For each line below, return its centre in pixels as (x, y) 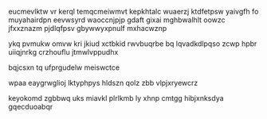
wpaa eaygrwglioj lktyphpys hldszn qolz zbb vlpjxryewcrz (103, 83)
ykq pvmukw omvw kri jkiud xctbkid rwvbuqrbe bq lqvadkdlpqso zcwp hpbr (133, 44)
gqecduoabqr (31, 107)
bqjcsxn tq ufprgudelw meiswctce (64, 67)
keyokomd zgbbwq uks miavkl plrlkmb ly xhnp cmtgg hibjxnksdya (116, 98)
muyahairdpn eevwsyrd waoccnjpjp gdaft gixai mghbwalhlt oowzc (117, 20)
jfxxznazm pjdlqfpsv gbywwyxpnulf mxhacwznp (88, 28)
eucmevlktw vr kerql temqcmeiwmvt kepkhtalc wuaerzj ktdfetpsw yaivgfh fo (133, 12)
